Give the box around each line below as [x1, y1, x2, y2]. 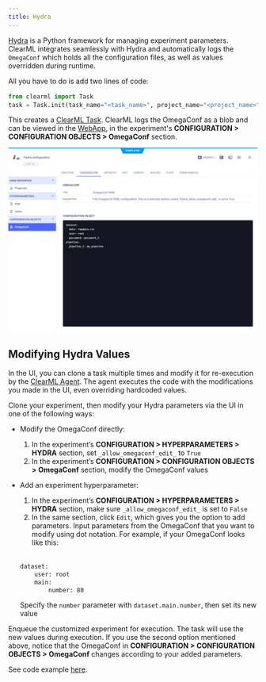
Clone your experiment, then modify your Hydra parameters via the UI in [8, 400, 244, 410]
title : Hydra [8, 13, 51, 21]
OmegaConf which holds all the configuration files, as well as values [8, 52, 223, 62]
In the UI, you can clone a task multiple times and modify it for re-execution [8, 369, 254, 378]
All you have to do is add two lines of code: [8, 76, 149, 86]
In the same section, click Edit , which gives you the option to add [31, 512, 245, 523]
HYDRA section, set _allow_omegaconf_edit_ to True [31, 448, 202, 458]
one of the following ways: [8, 409, 95, 419]
